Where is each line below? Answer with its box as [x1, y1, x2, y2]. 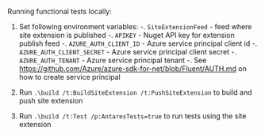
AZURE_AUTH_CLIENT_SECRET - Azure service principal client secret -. [18, 47, 237, 56]
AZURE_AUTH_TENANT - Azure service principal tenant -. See [18, 55, 207, 65]
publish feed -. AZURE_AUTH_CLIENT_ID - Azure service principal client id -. [18, 39, 258, 48]
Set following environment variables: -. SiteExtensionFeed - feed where [18, 22, 252, 31]
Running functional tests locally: [7, 7, 112, 16]
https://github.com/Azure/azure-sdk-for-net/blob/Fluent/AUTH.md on [18, 64, 248, 73]
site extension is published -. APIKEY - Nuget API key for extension [18, 31, 236, 39]
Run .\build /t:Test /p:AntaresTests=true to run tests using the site [18, 111, 247, 121]
